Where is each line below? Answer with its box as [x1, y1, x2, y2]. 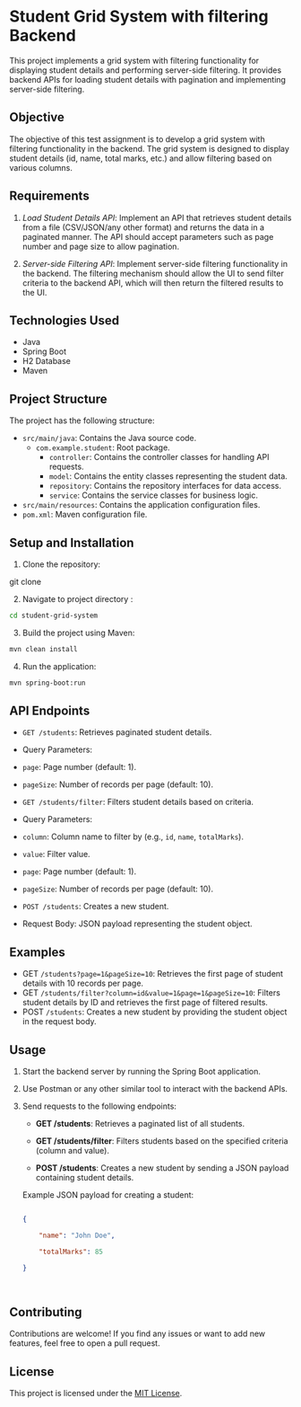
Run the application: [21, 660, 97, 671]
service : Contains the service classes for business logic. [48, 490, 258, 500]
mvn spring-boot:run [9, 678, 87, 687]
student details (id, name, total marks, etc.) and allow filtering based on [9, 153, 272, 164]
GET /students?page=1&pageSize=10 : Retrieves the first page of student [21, 969, 284, 979]
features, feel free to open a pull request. [9, 1338, 160, 1349]
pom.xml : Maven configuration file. [21, 509, 148, 520]
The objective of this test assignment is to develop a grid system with [9, 133, 266, 145]
